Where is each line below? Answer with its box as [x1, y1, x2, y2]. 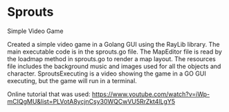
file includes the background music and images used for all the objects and [7, 62, 221, 70]
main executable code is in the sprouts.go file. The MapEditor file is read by [7, 47, 223, 56]
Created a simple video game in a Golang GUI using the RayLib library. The [7, 40, 220, 48]
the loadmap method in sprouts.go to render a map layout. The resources [7, 54, 216, 63]
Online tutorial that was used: [7, 90, 91, 98]
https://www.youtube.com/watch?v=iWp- [92, 90, 210, 98]
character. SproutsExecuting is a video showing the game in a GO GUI [7, 69, 206, 78]
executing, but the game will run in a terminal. [7, 76, 137, 85]
